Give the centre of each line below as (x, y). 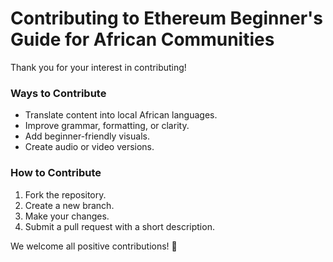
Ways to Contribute (58, 93)
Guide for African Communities (142, 39)
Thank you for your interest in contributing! (98, 67)
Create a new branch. (69, 205)
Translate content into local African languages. (121, 115)
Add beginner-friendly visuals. (87, 136)
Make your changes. (67, 216)
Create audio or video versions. (89, 147)
